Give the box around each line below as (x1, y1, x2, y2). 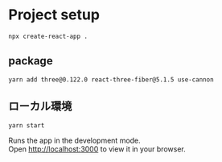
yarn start (8, 121, 45, 130)
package (8, 54, 54, 68)
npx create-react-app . (8, 32, 88, 40)
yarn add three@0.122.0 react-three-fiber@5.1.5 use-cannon (8, 75, 215, 84)
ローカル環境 (8, 99, 72, 114)
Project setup (8, 6, 101, 24)
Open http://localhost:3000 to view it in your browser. (8, 143, 187, 154)
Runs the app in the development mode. (8, 135, 141, 145)
